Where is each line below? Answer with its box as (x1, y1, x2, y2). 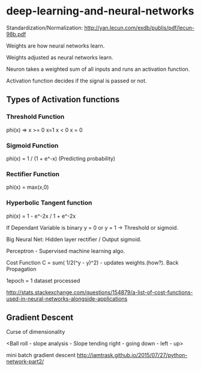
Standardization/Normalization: (6, 24, 83, 31)
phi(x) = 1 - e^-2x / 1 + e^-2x (6, 212, 76, 219)
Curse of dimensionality (6, 328, 65, 336)
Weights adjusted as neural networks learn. (6, 54, 113, 61)
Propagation (6, 265, 37, 272)
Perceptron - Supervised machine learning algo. (6, 247, 125, 254)
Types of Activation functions (6, 94, 120, 105)
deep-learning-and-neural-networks (6, 4, 194, 18)
